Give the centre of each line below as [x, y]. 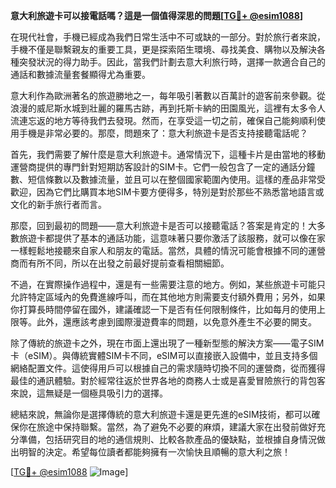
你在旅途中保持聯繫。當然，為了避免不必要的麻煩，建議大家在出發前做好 [167, 427]
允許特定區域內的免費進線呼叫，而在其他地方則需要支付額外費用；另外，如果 [168, 297]
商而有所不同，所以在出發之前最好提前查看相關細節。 [120, 263]
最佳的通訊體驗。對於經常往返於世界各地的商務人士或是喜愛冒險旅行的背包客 [168, 380]
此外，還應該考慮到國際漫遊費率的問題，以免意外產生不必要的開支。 [176, 322]
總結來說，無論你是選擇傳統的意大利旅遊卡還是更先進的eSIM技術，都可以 [161, 414]
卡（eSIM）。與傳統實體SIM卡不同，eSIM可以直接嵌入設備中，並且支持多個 [164, 355]
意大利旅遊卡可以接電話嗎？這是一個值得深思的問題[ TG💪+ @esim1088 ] [157, 15]
